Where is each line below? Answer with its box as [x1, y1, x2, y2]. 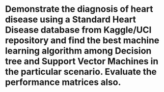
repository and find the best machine [5, 35, 160, 46]
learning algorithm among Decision [5, 45, 152, 57]
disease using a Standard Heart [5, 14, 137, 25]
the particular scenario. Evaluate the [5, 66, 157, 77]
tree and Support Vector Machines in [5, 56, 159, 67]
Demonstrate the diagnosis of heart [5, 3, 153, 15]
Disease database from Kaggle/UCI [5, 25, 152, 35]
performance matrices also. [5, 77, 121, 88]
